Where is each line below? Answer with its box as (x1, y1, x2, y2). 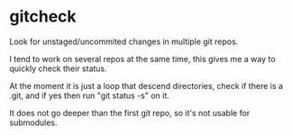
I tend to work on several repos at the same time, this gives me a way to (9, 53, 277, 64)
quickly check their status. (9, 63, 108, 74)
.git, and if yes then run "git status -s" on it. (9, 90, 169, 101)
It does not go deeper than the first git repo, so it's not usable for (9, 107, 251, 118)
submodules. (9, 117, 58, 128)
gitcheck (9, 6, 77, 27)
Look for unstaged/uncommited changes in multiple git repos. (9, 36, 239, 47)
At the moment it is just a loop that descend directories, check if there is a (9, 80, 284, 91)
